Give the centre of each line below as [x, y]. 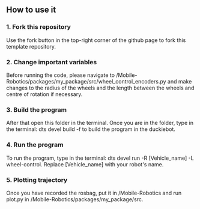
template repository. [31, 46]
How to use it [31, 10]
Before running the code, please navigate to [61, 75]
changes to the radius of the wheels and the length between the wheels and [100, 88]
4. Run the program [35, 145]
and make [180, 81]
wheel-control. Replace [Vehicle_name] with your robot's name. [85, 164]
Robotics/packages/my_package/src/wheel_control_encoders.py [86, 81]
